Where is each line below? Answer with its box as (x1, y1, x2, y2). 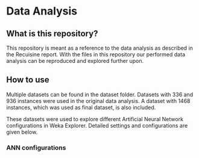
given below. (6, 128, 38, 136)
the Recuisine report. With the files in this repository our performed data (6, 51, 186, 58)
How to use (6, 74, 49, 85)
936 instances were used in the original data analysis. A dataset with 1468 (6, 97, 191, 104)
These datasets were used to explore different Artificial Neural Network (6, 115, 184, 122)
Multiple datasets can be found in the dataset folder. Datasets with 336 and (6, 91, 194, 98)
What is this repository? (6, 28, 98, 39)
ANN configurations (6, 143, 66, 152)
